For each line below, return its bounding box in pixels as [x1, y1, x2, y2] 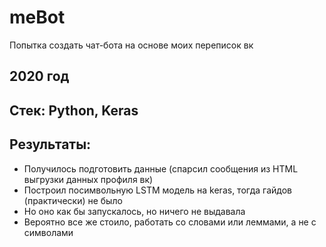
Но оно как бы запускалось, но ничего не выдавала [23, 205, 246, 217]
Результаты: [9, 136, 92, 153]
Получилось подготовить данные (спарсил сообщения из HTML [23, 162, 299, 175]
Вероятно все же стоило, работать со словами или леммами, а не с [23, 216, 317, 228]
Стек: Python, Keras [9, 102, 139, 119]
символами [23, 226, 74, 238]
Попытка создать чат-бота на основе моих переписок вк [9, 39, 254, 51]
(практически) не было [23, 194, 123, 206]
